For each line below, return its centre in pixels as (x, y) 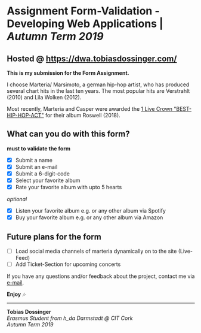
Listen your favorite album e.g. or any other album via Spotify (91, 211)
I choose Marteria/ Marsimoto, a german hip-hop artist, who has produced (98, 84)
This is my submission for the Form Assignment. (68, 73)
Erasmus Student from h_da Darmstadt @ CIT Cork (70, 318)
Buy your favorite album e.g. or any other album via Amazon (89, 217)
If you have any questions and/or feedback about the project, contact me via (101, 276)
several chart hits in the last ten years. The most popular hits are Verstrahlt (98, 91)
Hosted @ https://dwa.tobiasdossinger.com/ (92, 58)
